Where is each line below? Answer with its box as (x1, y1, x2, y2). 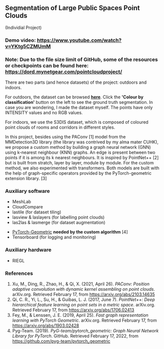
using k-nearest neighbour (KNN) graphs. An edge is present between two (5, 149, 156, 156)
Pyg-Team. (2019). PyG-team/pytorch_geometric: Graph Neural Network (12, 327, 159, 333)
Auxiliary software (5, 187, 50, 194)
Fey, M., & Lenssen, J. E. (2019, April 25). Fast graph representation (12, 312, 148, 318)
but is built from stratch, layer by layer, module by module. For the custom (5, 160, 154, 166)
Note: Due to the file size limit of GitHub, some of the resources (5, 56, 158, 63)
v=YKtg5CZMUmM (5, 43, 51, 49)
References (5, 270, 33, 277)
